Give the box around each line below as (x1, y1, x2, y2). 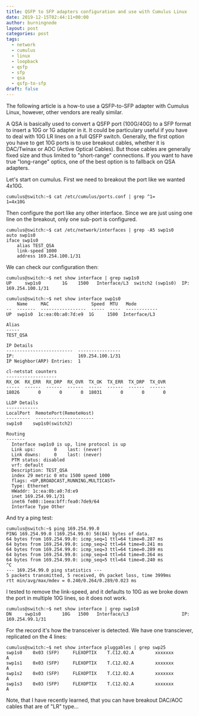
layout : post (6, 25, 39, 31)
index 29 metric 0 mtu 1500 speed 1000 (11, 472, 110, 478)
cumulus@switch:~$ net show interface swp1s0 (6, 295, 121, 302)
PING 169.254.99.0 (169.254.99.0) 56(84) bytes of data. (6, 531, 150, 537)
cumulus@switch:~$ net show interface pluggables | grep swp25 (6, 644, 166, 651)
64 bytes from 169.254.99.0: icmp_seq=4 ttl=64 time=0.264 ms (6, 551, 163, 557)
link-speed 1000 (17, 248, 58, 254)
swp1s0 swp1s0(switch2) (6, 420, 73, 427)
